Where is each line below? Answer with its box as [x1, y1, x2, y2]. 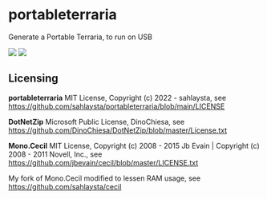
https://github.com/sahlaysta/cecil [8, 181, 122, 191]
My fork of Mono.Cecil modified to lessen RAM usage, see [8, 173, 201, 183]
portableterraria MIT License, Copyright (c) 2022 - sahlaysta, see [8, 93, 227, 102]
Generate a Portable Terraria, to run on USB [8, 32, 152, 42]
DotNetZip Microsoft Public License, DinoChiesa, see [8, 117, 185, 126]
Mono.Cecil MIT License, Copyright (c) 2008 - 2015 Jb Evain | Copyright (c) [8, 141, 261, 150]
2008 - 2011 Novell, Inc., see [8, 149, 103, 159]
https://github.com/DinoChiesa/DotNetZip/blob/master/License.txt [8, 125, 227, 135]
